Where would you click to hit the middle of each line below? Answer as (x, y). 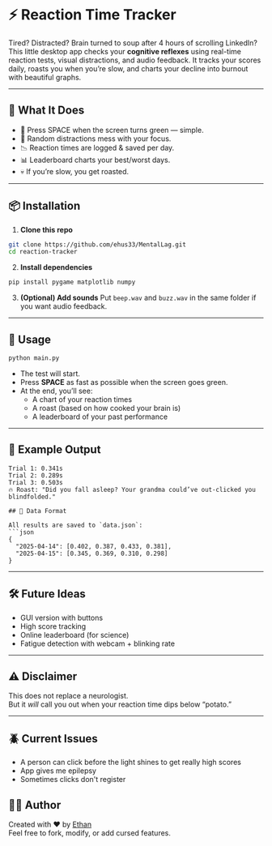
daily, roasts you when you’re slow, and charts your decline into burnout (128, 68)
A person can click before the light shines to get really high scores (130, 763)
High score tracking (53, 626)
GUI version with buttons (62, 617)
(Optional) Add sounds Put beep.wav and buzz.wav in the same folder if (138, 298)
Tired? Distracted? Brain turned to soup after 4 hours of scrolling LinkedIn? (133, 43)
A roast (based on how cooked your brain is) (106, 408)
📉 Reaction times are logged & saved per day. (97, 147)
